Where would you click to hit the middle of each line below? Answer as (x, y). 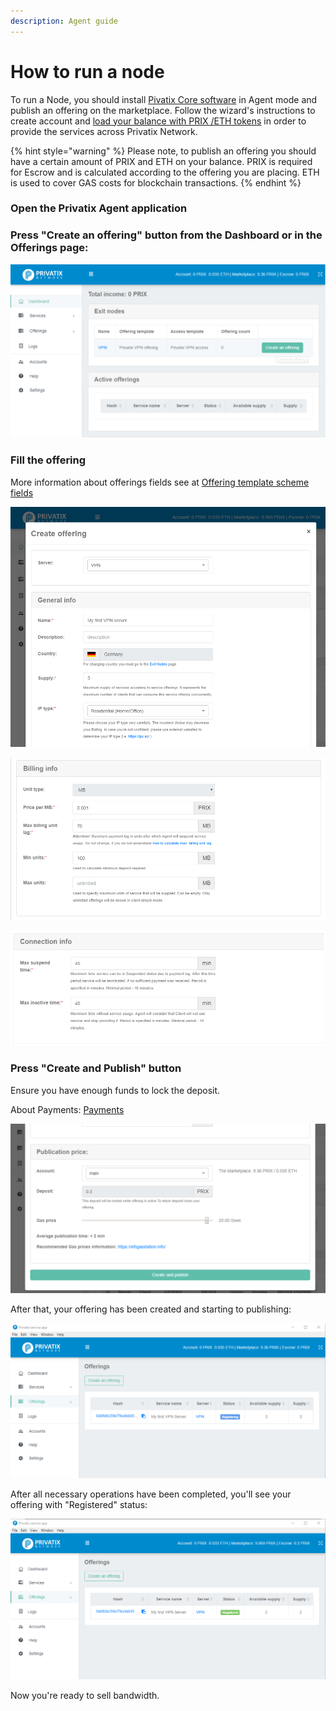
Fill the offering (48, 460)
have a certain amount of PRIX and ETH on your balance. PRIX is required (161, 161)
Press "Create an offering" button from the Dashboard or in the (166, 235)
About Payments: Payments (67, 1109)
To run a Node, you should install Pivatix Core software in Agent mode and (164, 99)
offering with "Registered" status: (79, 1504)
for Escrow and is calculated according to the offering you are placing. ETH (165, 172)
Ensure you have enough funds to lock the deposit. (115, 1090)
